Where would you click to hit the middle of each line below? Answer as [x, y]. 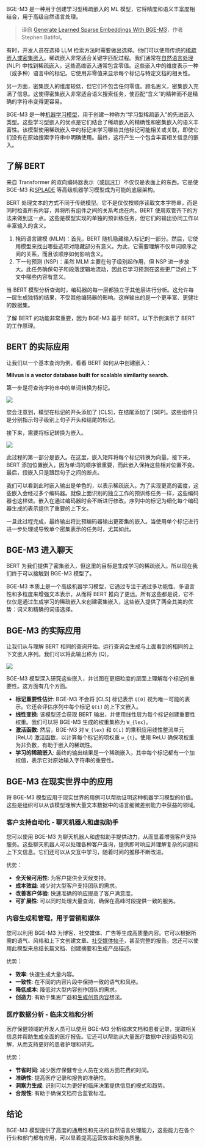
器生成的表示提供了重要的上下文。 [49, 508]
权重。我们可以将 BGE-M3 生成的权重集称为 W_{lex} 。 [83, 722]
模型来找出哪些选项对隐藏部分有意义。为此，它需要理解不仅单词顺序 [106, 246]
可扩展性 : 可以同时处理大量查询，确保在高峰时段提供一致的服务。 [97, 901]
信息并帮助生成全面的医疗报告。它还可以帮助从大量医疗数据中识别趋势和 [97, 1036]
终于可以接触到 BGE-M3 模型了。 [53, 573]
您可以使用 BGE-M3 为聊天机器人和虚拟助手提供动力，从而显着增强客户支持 [101, 837]
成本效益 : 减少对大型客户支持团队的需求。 [67, 886]
